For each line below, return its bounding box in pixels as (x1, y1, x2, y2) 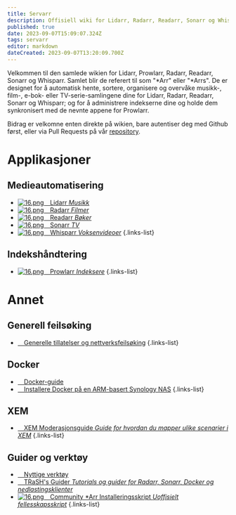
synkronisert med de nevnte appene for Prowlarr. (7, 106, 150, 115)
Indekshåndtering (7, 249, 88, 261)
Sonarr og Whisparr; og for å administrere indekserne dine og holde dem (7, 98, 218, 107)
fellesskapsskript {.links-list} (17, 500, 100, 509)
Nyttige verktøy (23, 470, 69, 478)
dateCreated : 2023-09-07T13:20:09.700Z (7, 50, 124, 57)
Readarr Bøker (50, 213, 92, 221)
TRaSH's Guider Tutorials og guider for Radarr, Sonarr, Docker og (23, 478, 214, 486)
